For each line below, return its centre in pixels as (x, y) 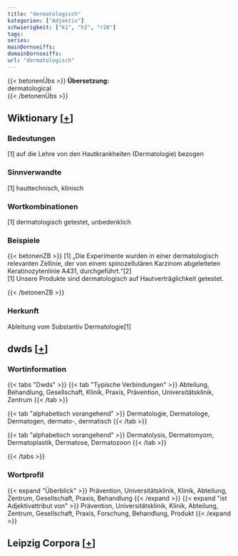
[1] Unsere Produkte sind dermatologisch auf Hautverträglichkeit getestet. (116, 279)
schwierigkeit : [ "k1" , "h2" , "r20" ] (62, 27)
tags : (15, 34)
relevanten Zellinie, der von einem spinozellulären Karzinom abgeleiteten (114, 264)
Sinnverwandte (35, 173)
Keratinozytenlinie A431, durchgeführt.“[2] (69, 271)
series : (19, 41)
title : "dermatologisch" (44, 14)
